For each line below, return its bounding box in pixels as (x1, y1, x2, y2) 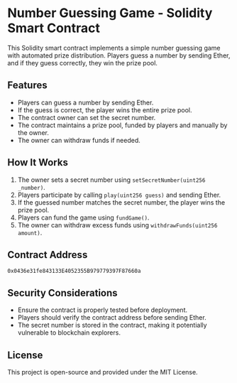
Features (7, 80, 48, 92)
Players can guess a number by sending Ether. (17, 98, 154, 107)
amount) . (17, 228, 43, 237)
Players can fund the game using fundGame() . (17, 213, 150, 222)
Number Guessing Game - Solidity (7, 5, 213, 21)
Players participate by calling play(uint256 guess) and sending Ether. (17, 190, 221, 199)
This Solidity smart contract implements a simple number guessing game (7, 43, 221, 52)
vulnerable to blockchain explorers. (17, 328, 121, 337)
